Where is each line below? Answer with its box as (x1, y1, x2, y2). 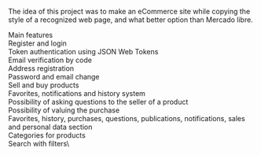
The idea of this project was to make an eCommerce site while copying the (8, 7, 251, 16)
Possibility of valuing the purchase (8, 105, 120, 115)
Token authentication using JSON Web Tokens (8, 47, 159, 56)
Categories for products (8, 131, 86, 140)
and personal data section (8, 122, 93, 131)
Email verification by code (8, 55, 93, 65)
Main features (8, 31, 53, 39)
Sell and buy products (8, 80, 79, 90)
